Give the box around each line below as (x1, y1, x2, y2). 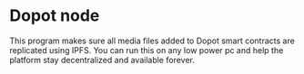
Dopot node (9, 5, 100, 26)
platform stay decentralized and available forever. (9, 54, 196, 65)
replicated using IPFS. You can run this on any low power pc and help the (9, 44, 284, 55)
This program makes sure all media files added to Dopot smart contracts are (9, 35, 296, 46)
